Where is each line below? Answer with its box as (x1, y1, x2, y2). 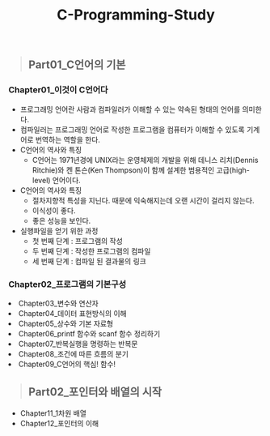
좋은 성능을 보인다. (32, 216, 91, 225)
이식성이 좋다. (32, 205, 76, 216)
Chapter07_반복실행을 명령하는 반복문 (19, 339, 138, 348)
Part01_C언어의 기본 (27, 58, 126, 72)
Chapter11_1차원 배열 (19, 408, 87, 418)
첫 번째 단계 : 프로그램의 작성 (32, 236, 123, 246)
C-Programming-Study (56, 6, 216, 24)
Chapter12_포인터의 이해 (19, 418, 99, 428)
